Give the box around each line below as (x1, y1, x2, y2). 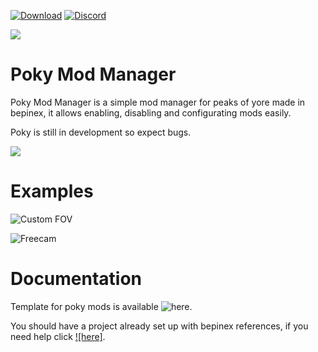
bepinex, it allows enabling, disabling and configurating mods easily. (10, 106, 292, 119)
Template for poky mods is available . (10, 300, 193, 312)
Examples (10, 180, 94, 203)
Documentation (10, 268, 143, 290)
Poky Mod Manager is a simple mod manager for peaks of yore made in (10, 96, 306, 108)
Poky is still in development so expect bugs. (10, 126, 192, 138)
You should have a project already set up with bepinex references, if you (10, 320, 309, 332)
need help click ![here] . (10, 330, 106, 342)
